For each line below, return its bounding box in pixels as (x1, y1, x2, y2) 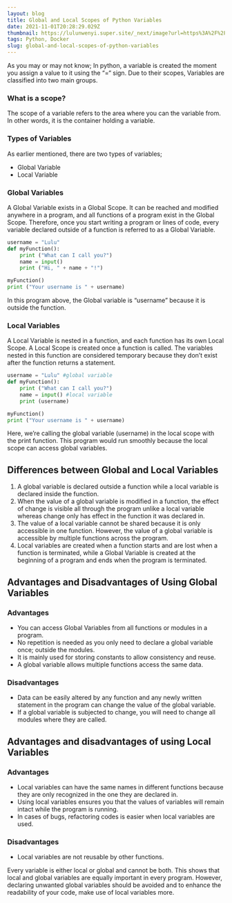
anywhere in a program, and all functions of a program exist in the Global (7, 211, 215, 219)
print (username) (19, 398, 70, 405)
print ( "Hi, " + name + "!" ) (19, 265, 104, 272)
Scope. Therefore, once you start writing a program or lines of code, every (7, 218, 220, 226)
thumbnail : (7, 29, 39, 37)
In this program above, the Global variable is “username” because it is (7, 296, 206, 305)
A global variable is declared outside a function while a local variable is (17, 482, 219, 491)
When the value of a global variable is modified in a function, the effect (17, 497, 220, 506)
